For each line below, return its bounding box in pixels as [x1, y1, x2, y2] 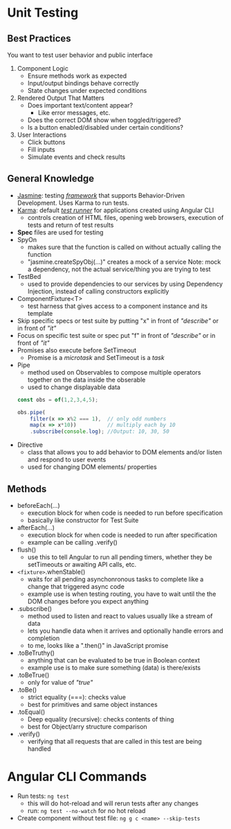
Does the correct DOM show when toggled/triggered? [27, 116, 181, 124]
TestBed [17, 272, 41, 280]
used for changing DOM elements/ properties [27, 463, 157, 471]
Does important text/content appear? [27, 101, 133, 109]
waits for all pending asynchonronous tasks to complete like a [27, 575, 204, 583]
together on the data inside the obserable [27, 375, 146, 384]
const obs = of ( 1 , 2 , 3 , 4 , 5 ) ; [17, 396, 99, 403]
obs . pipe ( [17, 409, 46, 416]
